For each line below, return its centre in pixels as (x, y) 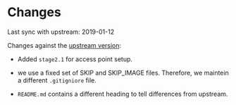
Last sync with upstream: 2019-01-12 (61, 32)
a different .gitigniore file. (57, 80)
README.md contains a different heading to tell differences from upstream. (123, 94)
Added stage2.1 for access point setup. (75, 59)
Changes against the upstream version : (64, 45)
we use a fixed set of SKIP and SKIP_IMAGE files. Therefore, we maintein (123, 73)
